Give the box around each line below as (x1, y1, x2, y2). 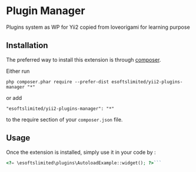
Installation (6, 41, 48, 50)
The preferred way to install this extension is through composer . (6, 56, 161, 63)
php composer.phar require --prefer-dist (6, 79, 109, 85)
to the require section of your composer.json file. (6, 116, 123, 123)
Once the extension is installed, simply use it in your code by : (6, 149, 156, 156)
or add (6, 94, 22, 101)
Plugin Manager (6, 4, 85, 18)
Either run (6, 68, 30, 75)
